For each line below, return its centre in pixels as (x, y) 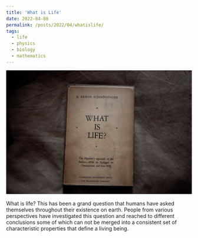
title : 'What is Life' (34, 12)
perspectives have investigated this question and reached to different (90, 216)
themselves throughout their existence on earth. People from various (90, 210)
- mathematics (29, 56)
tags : (13, 31)
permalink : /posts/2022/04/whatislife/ (55, 25)
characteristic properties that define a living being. (67, 228)
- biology (23, 50)
